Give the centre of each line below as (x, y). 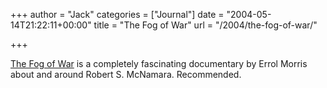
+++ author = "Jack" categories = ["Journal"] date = (117, 14)
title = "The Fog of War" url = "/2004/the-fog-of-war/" (205, 25)
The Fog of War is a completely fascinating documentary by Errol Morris (159, 63)
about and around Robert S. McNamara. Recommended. (126, 74)
